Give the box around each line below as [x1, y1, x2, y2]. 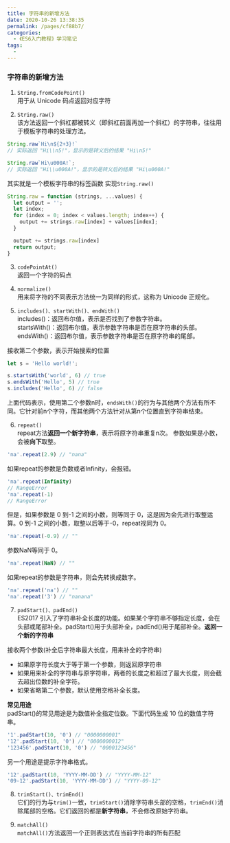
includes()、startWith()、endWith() [16, 307, 120, 315]
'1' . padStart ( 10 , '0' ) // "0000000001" [7, 731, 122, 739]
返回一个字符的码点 [16, 271, 72, 279]
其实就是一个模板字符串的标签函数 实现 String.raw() [7, 179, 154, 188]
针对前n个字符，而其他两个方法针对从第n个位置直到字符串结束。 [25, 407, 207, 416]
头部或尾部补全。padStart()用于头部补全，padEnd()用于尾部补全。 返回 [16, 622, 217, 631]
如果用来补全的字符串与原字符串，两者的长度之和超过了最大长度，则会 [16, 668, 216, 677]
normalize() [16, 286, 51, 293]
